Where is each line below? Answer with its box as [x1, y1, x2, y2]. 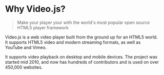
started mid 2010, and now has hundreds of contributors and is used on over [5, 59, 159, 65]
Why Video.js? [5, 3, 66, 15]
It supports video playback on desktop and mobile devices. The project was [5, 54, 158, 59]
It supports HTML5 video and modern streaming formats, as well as [5, 39, 141, 45]
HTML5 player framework [17, 24, 69, 30]
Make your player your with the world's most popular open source [17, 19, 150, 25]
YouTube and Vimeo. [5, 44, 47, 50]
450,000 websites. [5, 64, 43, 70]
